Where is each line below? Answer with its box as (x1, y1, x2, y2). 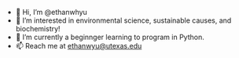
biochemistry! (15, 24, 61, 33)
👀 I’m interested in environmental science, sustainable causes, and (15, 16, 232, 25)
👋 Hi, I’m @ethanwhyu (15, 8, 88, 16)
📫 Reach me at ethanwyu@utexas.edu (15, 42, 142, 50)
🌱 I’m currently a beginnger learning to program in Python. (15, 32, 204, 42)
